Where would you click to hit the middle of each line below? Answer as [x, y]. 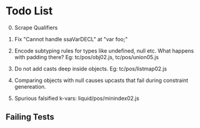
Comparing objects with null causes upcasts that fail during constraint [101, 80]
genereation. [30, 86]
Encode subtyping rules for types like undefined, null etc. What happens [104, 51]
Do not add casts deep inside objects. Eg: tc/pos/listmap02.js [90, 68]
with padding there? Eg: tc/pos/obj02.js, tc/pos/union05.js [86, 57]
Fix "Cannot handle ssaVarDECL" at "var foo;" [71, 39]
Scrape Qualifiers [36, 28]
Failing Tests [30, 117]
